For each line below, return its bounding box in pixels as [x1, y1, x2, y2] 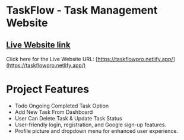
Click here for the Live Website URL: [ [6, 56, 98, 62]
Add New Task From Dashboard [14, 108, 93, 116]
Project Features [6, 82, 90, 96]
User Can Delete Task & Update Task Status [14, 114, 123, 122]
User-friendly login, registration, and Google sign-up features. [14, 121, 167, 128]
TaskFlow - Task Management [6, 4, 158, 17]
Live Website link [6, 40, 71, 50]
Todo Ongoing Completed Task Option [14, 102, 109, 109]
